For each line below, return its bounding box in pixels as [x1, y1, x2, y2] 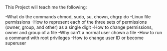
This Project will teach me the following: [5, 4, 87, 10]
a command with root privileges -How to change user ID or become [5, 35, 144, 41]
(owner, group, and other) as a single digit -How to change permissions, [5, 24, 153, 30]
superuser [5, 40, 26, 46]
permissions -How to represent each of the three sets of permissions [5, 19, 147, 25]
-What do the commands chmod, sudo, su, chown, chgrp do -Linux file [5, 14, 151, 19]
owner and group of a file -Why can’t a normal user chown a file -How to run [5, 30, 163, 35]
